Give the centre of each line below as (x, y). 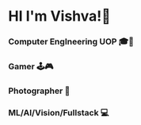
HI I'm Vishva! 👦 (59, 16)
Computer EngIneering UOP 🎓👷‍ (71, 41)
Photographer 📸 (39, 91)
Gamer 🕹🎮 (31, 67)
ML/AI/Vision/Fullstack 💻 (59, 112)
